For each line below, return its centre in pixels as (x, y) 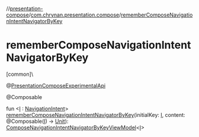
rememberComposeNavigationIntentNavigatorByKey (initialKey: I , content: (96, 114)
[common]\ (20, 74)
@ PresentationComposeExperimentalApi (56, 85)
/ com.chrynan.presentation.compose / (75, 15)
